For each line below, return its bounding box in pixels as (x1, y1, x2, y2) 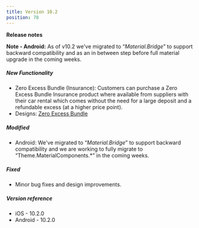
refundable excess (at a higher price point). (14, 104, 123, 111)
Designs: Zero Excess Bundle (14, 110, 88, 118)
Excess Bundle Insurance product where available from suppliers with (14, 91, 189, 98)
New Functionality (6, 69, 53, 77)
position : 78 (6, 14, 39, 21)
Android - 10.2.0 (14, 217, 55, 224)
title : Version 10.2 (6, 8, 58, 15)
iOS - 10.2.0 (14, 210, 45, 217)
